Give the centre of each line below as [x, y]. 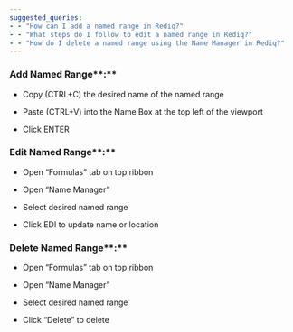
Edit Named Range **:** [62, 152]
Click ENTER [46, 129]
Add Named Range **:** [63, 75]
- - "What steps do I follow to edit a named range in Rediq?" [131, 34]
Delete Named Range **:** [69, 247]
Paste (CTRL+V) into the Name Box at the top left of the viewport [143, 111]
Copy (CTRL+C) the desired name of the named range [123, 94]
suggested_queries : [46, 18]
